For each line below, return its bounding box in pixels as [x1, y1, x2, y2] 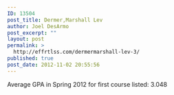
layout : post [7, 36, 45, 43]
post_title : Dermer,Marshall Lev [7, 17, 103, 23]
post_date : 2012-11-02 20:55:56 [7, 61, 100, 68]
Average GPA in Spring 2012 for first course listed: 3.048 [7, 80, 167, 88]
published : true [7, 55, 54, 62]
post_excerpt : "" [7, 29, 57, 36]
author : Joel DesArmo [7, 23, 69, 30]
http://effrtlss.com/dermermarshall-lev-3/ [13, 49, 140, 56]
